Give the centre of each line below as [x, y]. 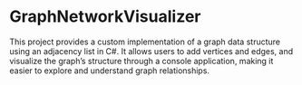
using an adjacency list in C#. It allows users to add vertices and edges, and [151, 51]
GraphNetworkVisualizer [105, 17]
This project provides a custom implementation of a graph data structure [145, 42]
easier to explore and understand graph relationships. [110, 71]
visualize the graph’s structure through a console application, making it [141, 61]
